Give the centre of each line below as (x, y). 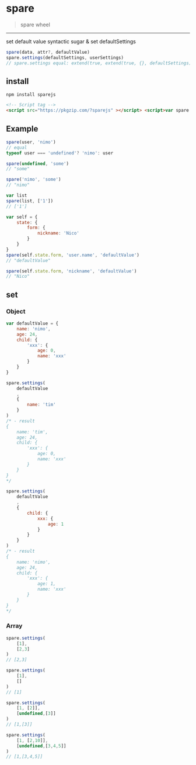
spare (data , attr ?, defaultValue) (48, 52)
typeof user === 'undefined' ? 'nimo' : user (60, 153)
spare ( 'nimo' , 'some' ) (34, 180)
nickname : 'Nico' (58, 233)
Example (22, 128)
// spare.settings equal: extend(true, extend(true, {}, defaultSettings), (100, 63)
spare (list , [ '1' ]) (30, 201)
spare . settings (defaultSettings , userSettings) (65, 57)
